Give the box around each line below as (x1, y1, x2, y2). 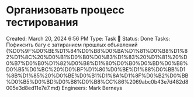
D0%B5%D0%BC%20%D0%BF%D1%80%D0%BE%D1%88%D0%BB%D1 (6, 66, 186, 73)
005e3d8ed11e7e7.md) (6, 84, 60, 91)
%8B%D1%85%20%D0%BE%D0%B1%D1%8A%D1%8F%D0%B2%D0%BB (6, 72, 189, 79)
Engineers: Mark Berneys (61, 84, 123, 91)
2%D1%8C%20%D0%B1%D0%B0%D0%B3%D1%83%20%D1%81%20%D (6, 53, 188, 60)
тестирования (6, 16, 78, 29)
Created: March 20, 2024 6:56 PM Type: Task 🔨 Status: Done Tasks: (6, 35, 171, 42)
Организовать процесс (6, 3, 124, 17)
